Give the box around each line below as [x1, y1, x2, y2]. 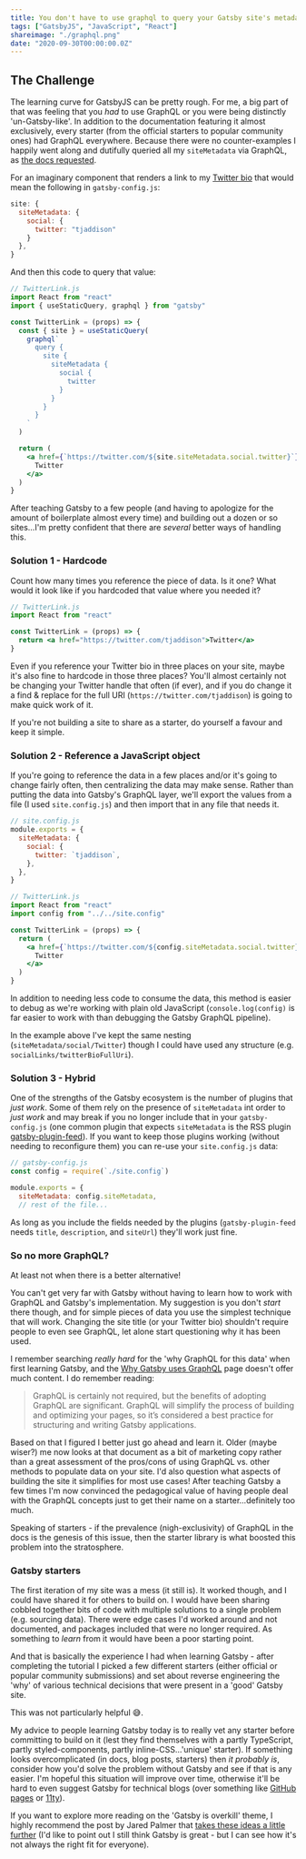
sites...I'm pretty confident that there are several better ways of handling [10, 522, 281, 533]
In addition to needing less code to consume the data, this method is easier [10, 993, 291, 1004]
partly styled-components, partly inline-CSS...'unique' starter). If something [10, 1744, 293, 1755]
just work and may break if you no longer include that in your [10, 1112, 238, 1123]
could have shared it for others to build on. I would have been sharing [10, 1594, 271, 1606]
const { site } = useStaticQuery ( [18, 326, 149, 335]
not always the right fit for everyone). [10, 1839, 149, 1850]
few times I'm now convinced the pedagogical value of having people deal [10, 1485, 289, 1496]
